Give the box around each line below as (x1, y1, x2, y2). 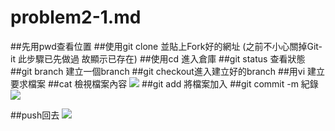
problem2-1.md (10, 6, 142, 29)
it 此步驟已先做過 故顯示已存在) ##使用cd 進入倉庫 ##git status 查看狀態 (10, 52, 306, 65)
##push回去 (10, 109, 60, 121)
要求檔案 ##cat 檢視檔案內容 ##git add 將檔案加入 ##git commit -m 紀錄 (10, 77, 319, 90)
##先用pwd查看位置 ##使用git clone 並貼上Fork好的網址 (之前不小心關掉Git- (10, 40, 323, 52)
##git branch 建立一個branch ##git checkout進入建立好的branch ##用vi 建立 (10, 65, 326, 77)
